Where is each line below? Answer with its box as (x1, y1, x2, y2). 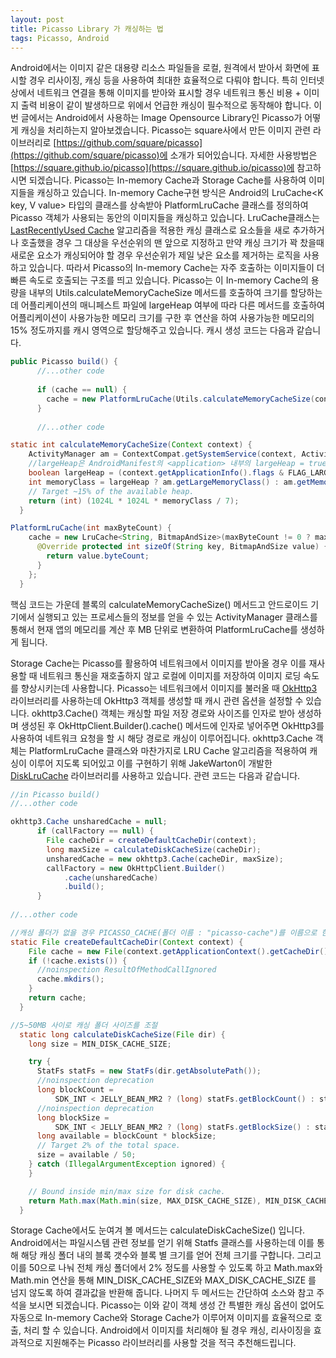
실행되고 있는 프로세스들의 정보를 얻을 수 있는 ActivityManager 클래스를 (36, 611, 318, 623)
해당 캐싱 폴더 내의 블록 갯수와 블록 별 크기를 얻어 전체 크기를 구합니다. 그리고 (20, 1249, 322, 1261)
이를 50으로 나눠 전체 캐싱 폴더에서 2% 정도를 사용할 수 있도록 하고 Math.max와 (10, 1262, 323, 1274)
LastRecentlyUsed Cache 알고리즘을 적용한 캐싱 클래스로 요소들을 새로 (10, 224, 291, 236)
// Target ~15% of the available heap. (28, 486, 195, 496)
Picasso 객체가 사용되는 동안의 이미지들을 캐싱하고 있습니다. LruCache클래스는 (10, 212, 320, 224)
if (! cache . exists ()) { (28, 956, 128, 966)
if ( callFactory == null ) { (36, 826, 155, 836)
